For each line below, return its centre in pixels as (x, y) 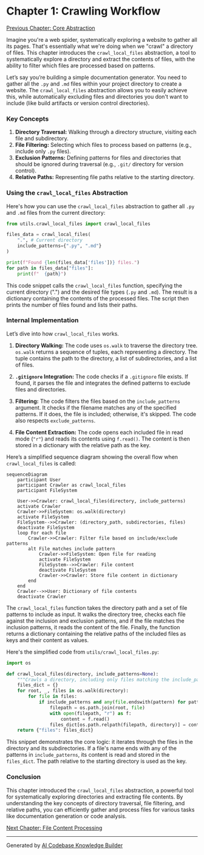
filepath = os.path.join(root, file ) (97, 708)
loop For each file (42, 533)
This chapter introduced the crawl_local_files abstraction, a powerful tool (100, 790)
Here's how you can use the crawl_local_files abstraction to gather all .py (100, 206)
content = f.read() (85, 719)
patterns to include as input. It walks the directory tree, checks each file (96, 614)
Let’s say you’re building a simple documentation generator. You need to (97, 77)
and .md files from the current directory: (56, 212)
